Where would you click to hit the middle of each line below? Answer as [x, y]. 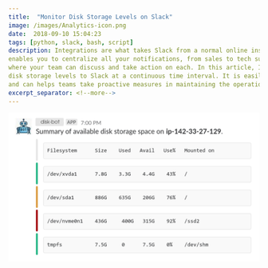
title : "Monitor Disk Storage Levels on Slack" [91, 17]
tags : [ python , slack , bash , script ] [71, 42]
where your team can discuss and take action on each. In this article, [132, 68]
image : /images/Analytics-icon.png [67, 25]
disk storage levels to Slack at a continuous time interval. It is [124, 76]
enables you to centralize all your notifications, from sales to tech [130, 59]
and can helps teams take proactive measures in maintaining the [119, 84]
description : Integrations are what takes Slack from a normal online [128, 51]
